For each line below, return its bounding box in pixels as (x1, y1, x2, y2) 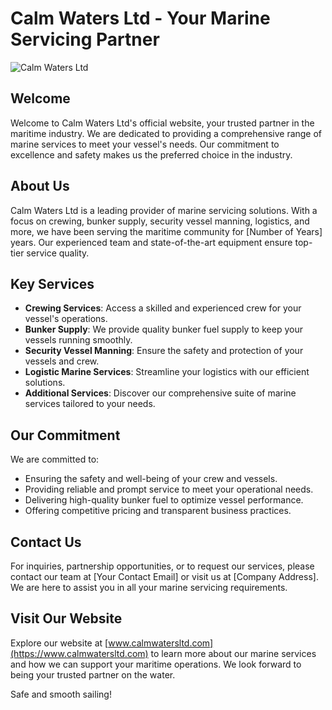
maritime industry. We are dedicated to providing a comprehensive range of (10, 127, 323, 139)
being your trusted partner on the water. (10, 668, 176, 681)
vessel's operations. (24, 313, 108, 325)
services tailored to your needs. (24, 398, 156, 410)
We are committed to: (10, 453, 100, 466)
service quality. (26, 247, 90, 259)
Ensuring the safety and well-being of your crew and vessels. (24, 473, 278, 485)
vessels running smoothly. (24, 334, 133, 346)
